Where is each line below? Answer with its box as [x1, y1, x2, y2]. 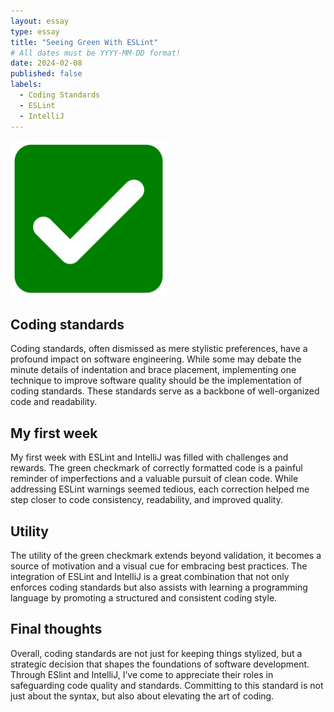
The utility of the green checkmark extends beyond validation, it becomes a [10, 549, 322, 561]
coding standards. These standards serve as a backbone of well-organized [10, 385, 320, 397]
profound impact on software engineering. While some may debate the [10, 353, 302, 365]
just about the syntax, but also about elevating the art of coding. [10, 690, 275, 702]
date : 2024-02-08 [10, 58, 83, 69]
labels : [10, 80, 43, 90]
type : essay [10, 26, 60, 37]
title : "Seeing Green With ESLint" [10, 37, 159, 47]
